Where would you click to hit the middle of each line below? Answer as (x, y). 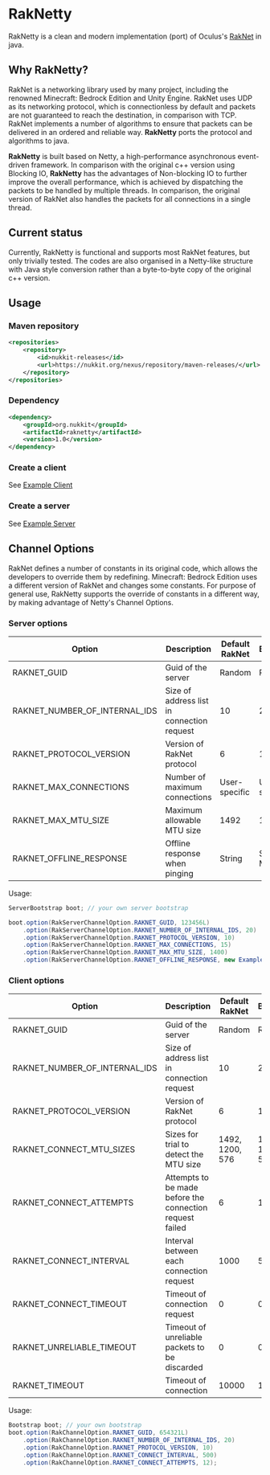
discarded (184, 1367)
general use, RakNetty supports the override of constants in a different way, (134, 594)
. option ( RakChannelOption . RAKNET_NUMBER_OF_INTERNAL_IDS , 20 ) (129, 1440)
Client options (36, 980)
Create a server (39, 506)
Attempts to (187, 1178)
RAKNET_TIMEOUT (48, 1386)
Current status (45, 233)
